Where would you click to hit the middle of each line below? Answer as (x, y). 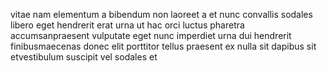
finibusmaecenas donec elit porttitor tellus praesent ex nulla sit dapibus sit (163, 46)
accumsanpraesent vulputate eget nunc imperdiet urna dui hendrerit (151, 35)
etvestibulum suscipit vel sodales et (84, 57)
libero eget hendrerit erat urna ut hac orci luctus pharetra (127, 25)
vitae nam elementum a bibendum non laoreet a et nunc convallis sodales (161, 14)
